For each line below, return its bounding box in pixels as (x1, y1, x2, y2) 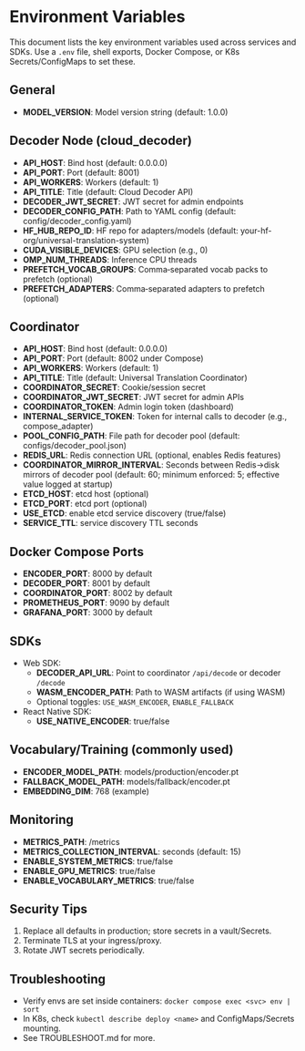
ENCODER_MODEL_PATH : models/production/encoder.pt (22, 766, 239, 777)
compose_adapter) (22, 421, 94, 432)
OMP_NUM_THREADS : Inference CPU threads (22, 253, 198, 265)
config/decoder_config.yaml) (22, 215, 132, 226)
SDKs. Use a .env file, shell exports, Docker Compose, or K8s (9, 46, 240, 57)
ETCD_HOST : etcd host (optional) (22, 489, 149, 500)
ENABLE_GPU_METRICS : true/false (22, 865, 157, 876)
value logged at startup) (22, 479, 114, 489)
